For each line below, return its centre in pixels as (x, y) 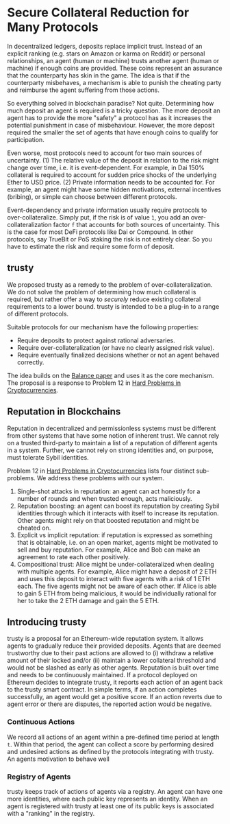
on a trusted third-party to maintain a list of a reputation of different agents (112, 443)
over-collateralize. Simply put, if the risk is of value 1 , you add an (98, 217)
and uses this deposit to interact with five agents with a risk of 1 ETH (113, 578)
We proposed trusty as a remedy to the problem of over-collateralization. (110, 284)
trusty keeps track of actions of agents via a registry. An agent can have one (115, 791)
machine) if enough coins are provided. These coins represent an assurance (115, 68)
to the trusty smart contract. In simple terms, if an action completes (102, 690)
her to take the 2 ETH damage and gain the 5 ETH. (88, 600)
